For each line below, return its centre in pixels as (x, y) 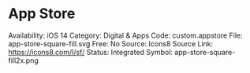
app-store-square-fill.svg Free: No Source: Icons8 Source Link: (111, 43)
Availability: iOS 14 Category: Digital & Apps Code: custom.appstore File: (125, 35)
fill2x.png (23, 60)
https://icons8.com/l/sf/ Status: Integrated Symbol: (91, 52)
